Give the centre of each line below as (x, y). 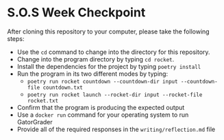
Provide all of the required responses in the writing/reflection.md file (116, 129)
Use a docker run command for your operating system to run (103, 115)
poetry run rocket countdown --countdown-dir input (102, 81)
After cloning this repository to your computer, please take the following (109, 31)
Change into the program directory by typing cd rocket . (96, 59)
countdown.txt (63, 87)
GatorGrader (35, 122)
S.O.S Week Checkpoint (76, 13)
